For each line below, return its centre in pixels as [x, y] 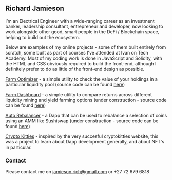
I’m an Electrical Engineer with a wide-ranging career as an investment [80, 21]
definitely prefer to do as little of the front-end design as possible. [75, 69]
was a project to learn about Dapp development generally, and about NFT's [85, 141]
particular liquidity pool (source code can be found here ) [65, 84]
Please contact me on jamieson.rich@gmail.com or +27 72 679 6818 [78, 172]
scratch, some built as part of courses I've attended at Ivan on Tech [77, 52]
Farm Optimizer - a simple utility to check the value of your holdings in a [82, 79]
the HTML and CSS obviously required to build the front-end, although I [81, 63]
